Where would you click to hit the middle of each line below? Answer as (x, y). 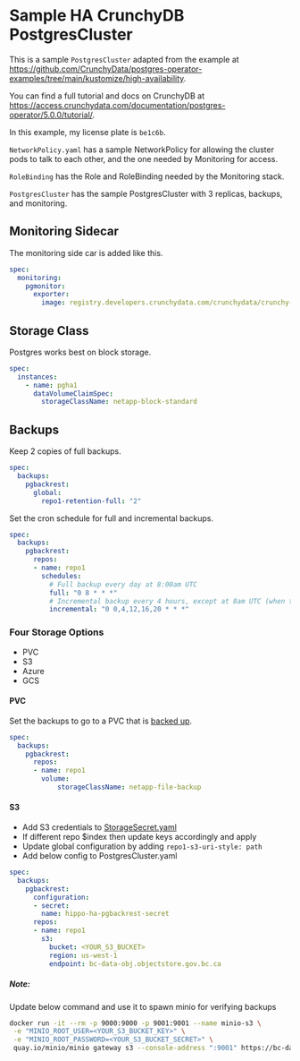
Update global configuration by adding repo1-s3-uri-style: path (142, 846)
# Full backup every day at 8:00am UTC (123, 584)
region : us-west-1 (83, 955)
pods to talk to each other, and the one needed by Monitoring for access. (144, 158)
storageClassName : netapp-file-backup (129, 787)
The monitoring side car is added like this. (86, 252)
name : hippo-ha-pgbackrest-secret (105, 914)
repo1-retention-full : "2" (92, 501)
